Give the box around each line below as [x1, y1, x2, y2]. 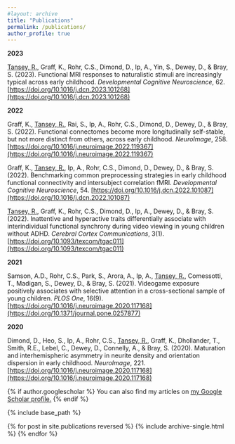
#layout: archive [7, 10, 58, 18]
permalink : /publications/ [7, 23, 86, 30]
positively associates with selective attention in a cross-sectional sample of [7, 286, 225, 296]
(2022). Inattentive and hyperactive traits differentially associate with [7, 215, 206, 223]
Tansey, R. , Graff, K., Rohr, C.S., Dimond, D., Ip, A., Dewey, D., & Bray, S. [7, 207, 214, 215]
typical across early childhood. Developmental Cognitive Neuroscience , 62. [7, 78, 226, 87]
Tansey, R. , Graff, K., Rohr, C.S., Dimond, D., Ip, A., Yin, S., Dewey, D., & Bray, [7, 63, 229, 71]
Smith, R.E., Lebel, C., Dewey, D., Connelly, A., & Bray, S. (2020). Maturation [7, 344, 226, 353]
